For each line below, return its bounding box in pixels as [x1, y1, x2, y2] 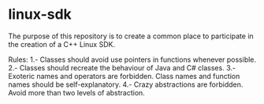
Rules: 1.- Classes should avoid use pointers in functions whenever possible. [8, 55, 257, 64]
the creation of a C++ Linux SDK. [8, 39, 116, 48]
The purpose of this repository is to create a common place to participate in [8, 31, 254, 41]
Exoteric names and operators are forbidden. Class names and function [8, 71, 240, 81]
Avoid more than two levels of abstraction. [8, 88, 146, 97]
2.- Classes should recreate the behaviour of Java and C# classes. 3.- [8, 63, 236, 72]
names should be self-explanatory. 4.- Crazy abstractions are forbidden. [8, 80, 244, 89]
